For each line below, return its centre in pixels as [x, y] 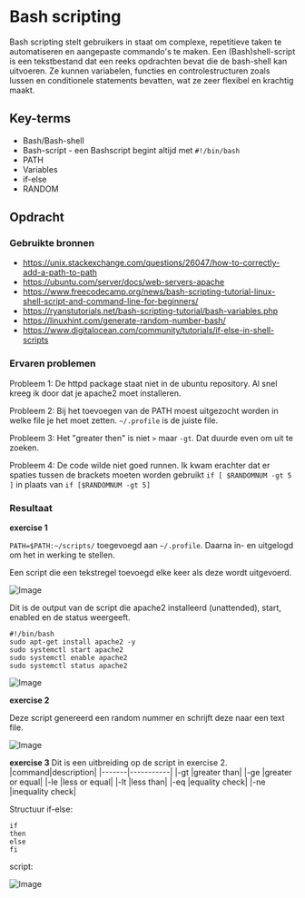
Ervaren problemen [53, 363]
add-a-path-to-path [60, 272]
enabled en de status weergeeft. [70, 617]
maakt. [22, 90]
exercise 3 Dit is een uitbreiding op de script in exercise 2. [118, 763]
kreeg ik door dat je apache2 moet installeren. [95, 393]
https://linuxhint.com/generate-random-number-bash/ [124, 321]
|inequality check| [43, 792]
